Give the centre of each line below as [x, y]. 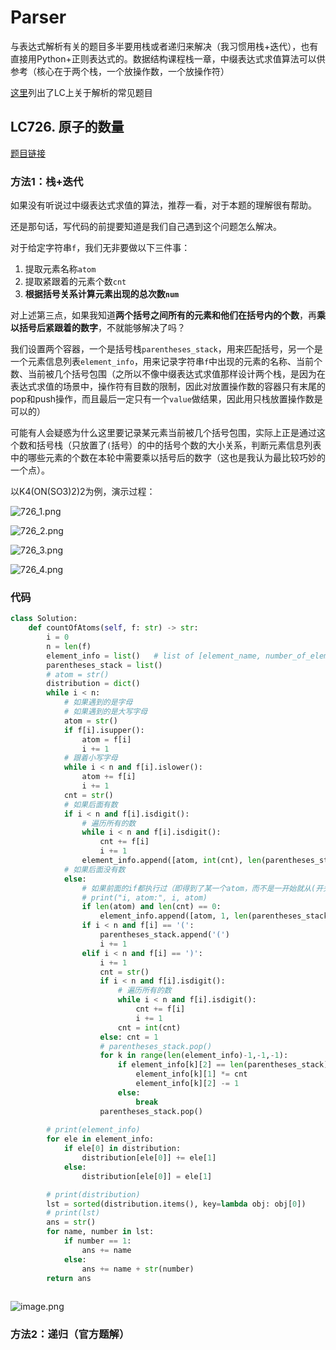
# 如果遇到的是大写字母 [105, 712]
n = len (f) [69, 646]
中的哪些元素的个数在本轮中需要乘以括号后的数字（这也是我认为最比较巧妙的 [168, 458]
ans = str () [71, 1222]
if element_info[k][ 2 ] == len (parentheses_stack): [225, 1065]
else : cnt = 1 [129, 1037]
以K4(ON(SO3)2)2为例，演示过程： [83, 492]
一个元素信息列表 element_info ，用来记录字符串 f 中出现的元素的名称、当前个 [166, 362]
